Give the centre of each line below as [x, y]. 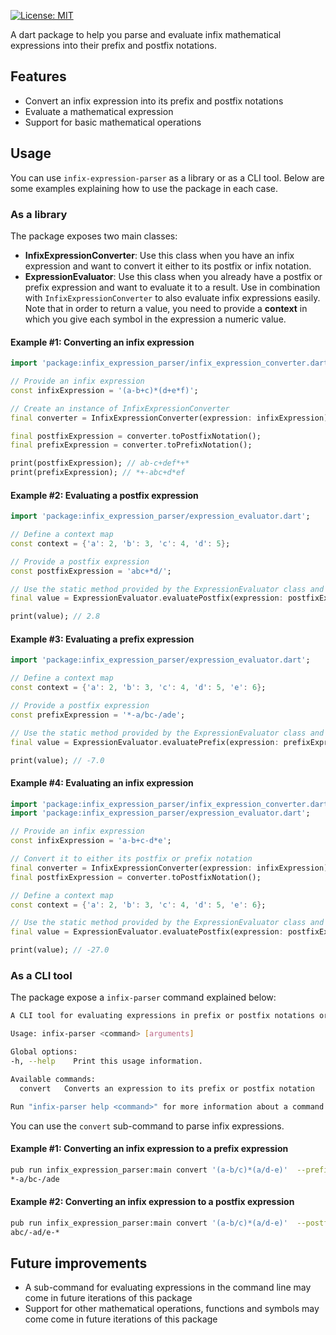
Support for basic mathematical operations [113, 122]
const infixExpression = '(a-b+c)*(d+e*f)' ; [104, 390]
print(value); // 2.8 [55, 616]
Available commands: [53, 1079]
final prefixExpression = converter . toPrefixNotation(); [131, 445]
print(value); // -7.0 [57, 760]
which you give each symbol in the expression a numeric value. [155, 319]
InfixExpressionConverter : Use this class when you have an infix [159, 255]
